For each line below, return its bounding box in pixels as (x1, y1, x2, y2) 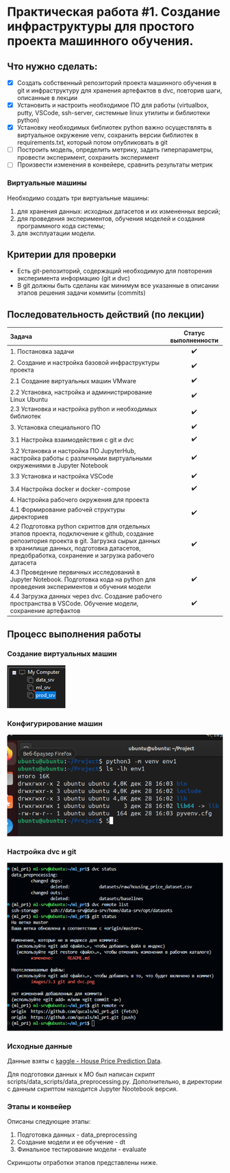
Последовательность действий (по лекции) (7, 309, 205, 320)
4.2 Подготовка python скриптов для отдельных (10, 522, 151, 530)
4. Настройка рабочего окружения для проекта (10, 496, 149, 504)
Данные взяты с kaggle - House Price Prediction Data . (7, 1056, 162, 1065)
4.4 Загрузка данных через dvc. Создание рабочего (10, 592, 162, 601)
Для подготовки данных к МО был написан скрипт (7, 1070, 155, 1078)
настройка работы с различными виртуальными (10, 454, 152, 462)
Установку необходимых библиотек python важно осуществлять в (16, 123, 212, 132)
